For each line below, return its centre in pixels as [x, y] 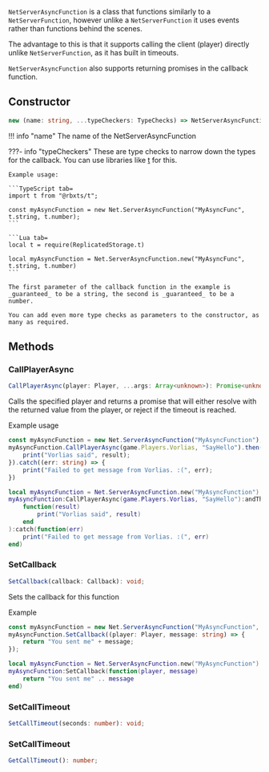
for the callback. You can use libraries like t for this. [93, 160]
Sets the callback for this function [64, 596]
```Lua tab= [28, 238]
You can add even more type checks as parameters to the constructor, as [134, 315]
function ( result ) [52, 507]
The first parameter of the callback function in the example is [119, 287]
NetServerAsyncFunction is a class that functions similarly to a [109, 12]
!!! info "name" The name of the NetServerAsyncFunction [102, 136]
